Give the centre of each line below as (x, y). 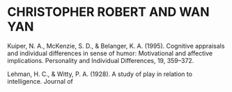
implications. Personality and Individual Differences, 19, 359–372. (101, 60)
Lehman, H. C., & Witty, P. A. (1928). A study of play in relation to (100, 74)
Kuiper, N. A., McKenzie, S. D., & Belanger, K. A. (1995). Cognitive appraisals (116, 46)
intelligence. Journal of (40, 81)
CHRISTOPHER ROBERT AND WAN (109, 12)
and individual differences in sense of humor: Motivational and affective (110, 53)
